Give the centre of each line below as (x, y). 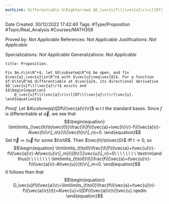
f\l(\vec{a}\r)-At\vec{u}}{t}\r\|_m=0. (65, 164)
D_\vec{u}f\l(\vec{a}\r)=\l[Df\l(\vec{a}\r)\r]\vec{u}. (74, 94)
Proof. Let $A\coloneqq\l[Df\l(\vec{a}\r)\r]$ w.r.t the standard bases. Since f (84, 108)
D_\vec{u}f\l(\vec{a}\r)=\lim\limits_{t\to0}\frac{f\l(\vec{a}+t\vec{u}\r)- (84, 185)
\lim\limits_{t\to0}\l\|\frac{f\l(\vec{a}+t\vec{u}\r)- (101, 159)
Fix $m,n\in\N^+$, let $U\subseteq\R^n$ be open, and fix (67, 73)
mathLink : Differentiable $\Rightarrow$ (48, 10)
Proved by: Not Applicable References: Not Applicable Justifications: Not (81, 39)
